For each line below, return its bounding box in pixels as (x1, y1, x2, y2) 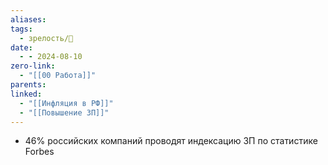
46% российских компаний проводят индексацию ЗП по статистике (24, 135, 318, 147)
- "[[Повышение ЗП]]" (19, 107, 110, 118)
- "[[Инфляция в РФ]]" (19, 98, 114, 108)
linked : (10, 89, 43, 99)
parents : (10, 80, 47, 90)
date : (10, 42, 33, 53)
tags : (10, 24, 33, 34)
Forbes (24, 146, 55, 158)
